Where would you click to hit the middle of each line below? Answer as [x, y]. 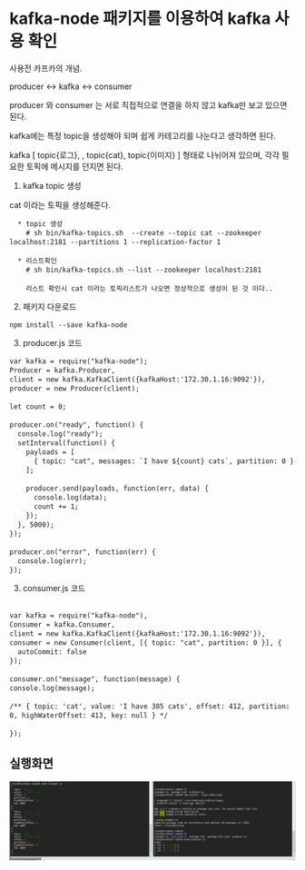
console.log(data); [70, 497]
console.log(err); [53, 561]
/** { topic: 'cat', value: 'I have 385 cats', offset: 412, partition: [150, 706]
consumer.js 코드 [54, 588]
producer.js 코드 [52, 342]
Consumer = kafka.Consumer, [63, 624]
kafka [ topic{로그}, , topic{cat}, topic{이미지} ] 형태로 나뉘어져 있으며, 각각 [144, 154]
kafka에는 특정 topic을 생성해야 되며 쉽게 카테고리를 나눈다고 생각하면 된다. [143, 135]
